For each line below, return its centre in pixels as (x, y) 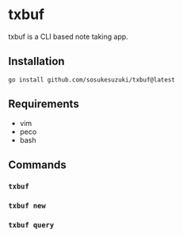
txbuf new (27, 205)
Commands (38, 164)
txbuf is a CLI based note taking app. (68, 36)
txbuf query (31, 225)
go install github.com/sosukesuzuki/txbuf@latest (92, 80)
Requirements (44, 104)
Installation (36, 61)
